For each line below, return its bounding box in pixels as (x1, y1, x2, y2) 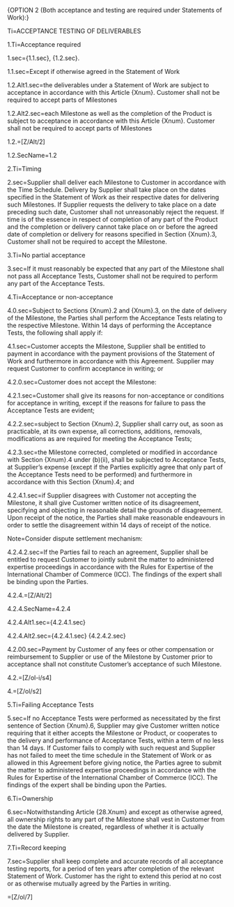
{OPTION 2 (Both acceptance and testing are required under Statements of (7, 6, 223, 14)
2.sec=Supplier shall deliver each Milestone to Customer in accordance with (7, 178, 226, 186)
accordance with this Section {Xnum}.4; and (7, 478, 134, 486)
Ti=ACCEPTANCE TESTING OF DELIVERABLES (7, 27, 141, 35)
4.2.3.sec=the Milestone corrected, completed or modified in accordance (7, 448, 218, 456)
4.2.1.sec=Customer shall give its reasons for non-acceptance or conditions (7, 391, 225, 400)
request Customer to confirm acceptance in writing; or (7, 364, 164, 373)
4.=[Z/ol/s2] (7, 687, 42, 695)
